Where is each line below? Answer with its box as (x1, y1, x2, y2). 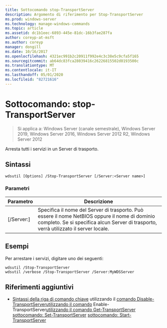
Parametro (7, 198, 33, 205)
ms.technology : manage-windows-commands (5, 21, 90, 26)
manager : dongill (5, 44, 41, 49)
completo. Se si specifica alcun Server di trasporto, (37, 219, 158, 226)
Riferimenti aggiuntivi (5, 283, 74, 291)
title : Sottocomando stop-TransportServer (5, 7, 94, 12)
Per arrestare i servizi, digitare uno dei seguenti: (5, 255, 103, 261)
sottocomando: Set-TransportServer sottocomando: (12, 312, 119, 318)
